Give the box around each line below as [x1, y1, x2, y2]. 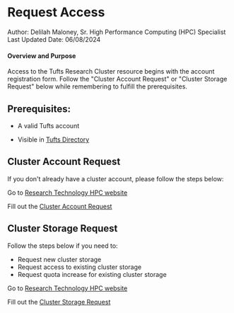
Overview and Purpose [7, 51, 76, 60]
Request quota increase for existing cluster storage [17, 270, 168, 278]
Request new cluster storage [17, 255, 102, 263]
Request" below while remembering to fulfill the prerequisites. [7, 82, 187, 91]
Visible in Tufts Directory [17, 135, 90, 144]
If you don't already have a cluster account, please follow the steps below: [7, 174, 224, 183]
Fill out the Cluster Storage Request [7, 297, 111, 306]
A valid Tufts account [17, 121, 80, 130]
